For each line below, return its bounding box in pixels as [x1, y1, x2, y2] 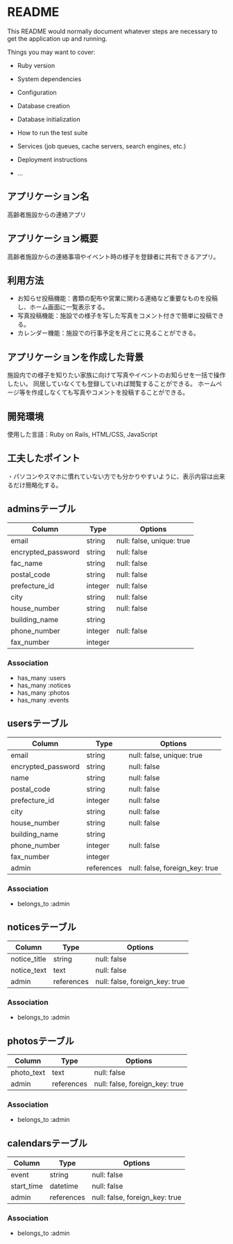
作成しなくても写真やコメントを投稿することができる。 [31, 388, 189, 397]
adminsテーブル [7, 503, 76, 515]
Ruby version [17, 61, 55, 69]
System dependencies [17, 74, 82, 83]
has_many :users [17, 673, 66, 682]
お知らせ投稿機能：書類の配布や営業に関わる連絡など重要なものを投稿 [17, 294, 218, 302]
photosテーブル [7, 1035, 75, 1047]
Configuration [17, 88, 57, 96]
